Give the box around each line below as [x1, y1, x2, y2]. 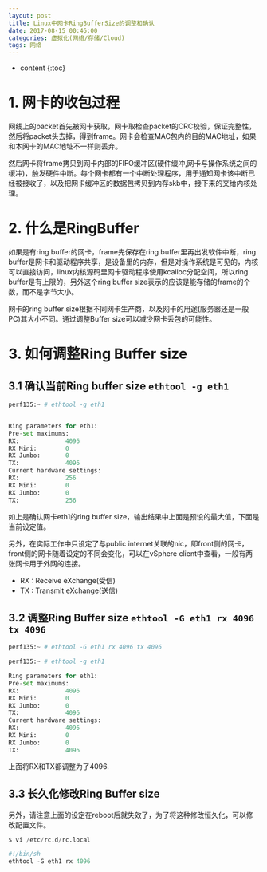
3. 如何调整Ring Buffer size [8, 345, 187, 363]
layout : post [8, 11, 52, 20]
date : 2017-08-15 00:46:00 [8, 26, 98, 34]
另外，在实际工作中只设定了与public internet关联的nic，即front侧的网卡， [8, 539, 249, 548]
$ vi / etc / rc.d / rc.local [8, 835, 91, 844]
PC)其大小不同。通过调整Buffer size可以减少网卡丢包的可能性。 [8, 314, 217, 323]
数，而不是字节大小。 [8, 287, 78, 296]
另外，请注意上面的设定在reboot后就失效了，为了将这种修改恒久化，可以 [8, 810, 247, 819]
